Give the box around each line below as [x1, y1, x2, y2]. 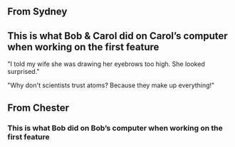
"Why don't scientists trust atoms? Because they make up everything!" [7, 81, 215, 89]
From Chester [7, 102, 70, 114]
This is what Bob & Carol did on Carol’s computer [7, 30, 228, 42]
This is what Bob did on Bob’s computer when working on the [7, 123, 223, 133]
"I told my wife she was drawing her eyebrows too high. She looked [7, 60, 205, 68]
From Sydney [7, 6, 68, 18]
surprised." [7, 67, 41, 76]
